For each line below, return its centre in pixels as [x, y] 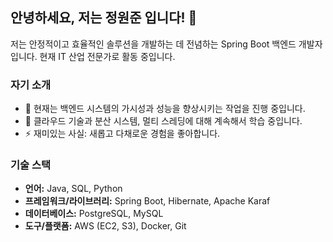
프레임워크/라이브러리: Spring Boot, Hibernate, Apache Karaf [147, 201]
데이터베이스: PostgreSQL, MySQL [94, 214]
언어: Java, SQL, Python [73, 189]
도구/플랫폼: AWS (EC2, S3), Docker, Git [105, 226]
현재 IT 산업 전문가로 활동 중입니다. [107, 56]
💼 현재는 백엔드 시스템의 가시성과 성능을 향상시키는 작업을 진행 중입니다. [165, 109]
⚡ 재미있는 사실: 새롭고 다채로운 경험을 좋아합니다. [122, 134]
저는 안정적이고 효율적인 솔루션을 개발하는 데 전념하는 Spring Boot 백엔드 [153, 44]
